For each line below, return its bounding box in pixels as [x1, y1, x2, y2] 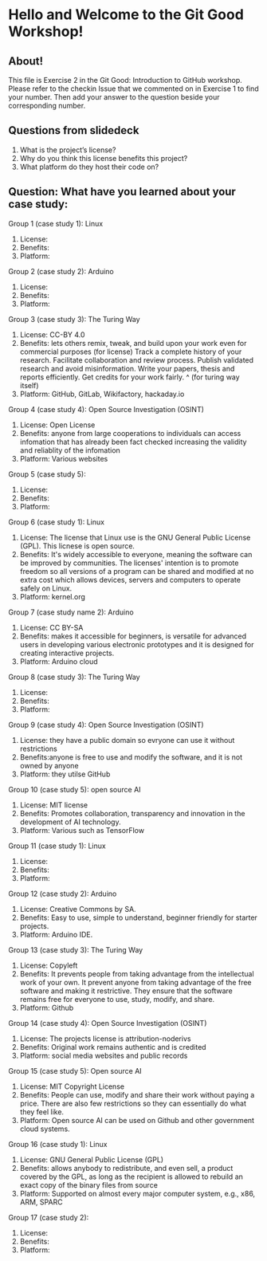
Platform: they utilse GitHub [19, 769, 111, 779]
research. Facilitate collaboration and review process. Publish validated [19, 355, 253, 364]
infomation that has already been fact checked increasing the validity [19, 437, 247, 446]
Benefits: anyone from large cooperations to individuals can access [19, 428, 241, 438]
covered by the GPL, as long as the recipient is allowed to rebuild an [19, 1172, 243, 1181]
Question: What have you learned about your [8, 185, 237, 198]
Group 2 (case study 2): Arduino [8, 266, 114, 276]
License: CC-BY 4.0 [19, 329, 85, 340]
